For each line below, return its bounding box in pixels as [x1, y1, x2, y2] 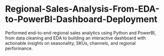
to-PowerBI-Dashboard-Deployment [5, 14, 158, 25]
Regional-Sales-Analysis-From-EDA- [5, 3, 160, 15]
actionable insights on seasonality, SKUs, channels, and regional [5, 40, 136, 46]
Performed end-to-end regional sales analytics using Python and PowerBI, [5, 30, 156, 36]
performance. [5, 45, 33, 51]
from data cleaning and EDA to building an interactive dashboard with [5, 35, 146, 41]
